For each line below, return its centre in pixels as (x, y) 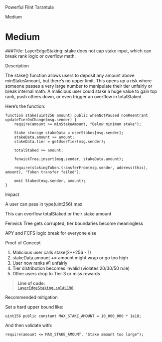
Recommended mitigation (32, 297)
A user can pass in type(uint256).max (44, 204)
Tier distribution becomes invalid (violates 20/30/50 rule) (71, 268)
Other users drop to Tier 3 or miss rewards (56, 273)
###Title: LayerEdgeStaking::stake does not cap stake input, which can (78, 51)
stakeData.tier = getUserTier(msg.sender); (60, 142)
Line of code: (31, 283)
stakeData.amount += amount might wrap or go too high (70, 257)
